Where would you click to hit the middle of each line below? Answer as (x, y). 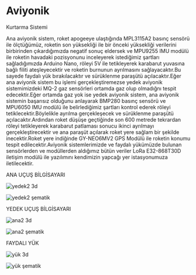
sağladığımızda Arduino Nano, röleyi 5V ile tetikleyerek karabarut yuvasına (96, 63)
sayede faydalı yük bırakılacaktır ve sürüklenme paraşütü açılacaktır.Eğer (94, 76)
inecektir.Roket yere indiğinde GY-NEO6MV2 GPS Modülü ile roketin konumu (98, 138)
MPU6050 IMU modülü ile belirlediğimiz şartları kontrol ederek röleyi (88, 107)
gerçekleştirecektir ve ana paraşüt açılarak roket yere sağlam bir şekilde (93, 132)
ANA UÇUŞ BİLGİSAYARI (36, 175)
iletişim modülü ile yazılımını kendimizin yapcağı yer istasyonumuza (87, 157)
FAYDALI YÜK (23, 243)
